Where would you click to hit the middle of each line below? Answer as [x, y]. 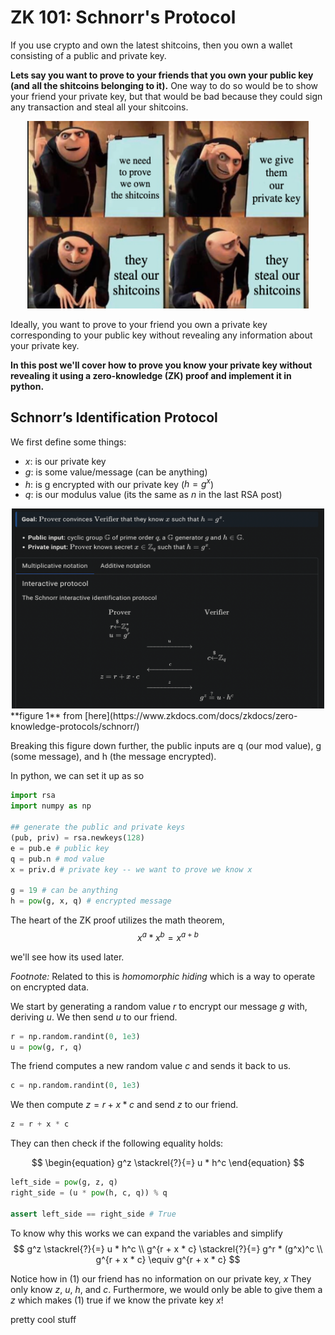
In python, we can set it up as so [77, 776]
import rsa [33, 796]
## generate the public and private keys [98, 827]
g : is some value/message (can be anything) [116, 472]
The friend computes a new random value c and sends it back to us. [151, 1066]
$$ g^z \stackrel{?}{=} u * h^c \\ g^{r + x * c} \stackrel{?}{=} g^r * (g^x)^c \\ [168, 1248]
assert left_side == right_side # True [93, 1214]
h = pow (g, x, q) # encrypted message [91, 901]
